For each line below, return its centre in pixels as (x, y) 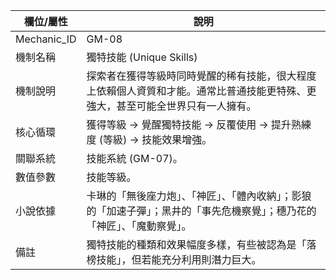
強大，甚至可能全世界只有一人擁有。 (171, 106)
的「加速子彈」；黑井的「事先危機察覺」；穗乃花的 (201, 211)
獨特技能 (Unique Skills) (142, 57)
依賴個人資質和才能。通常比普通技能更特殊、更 (206, 91)
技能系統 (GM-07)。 (134, 158)
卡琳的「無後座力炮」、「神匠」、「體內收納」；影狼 (199, 196)
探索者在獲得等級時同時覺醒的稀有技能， (181, 76)
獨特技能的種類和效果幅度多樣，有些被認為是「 (196, 244)
